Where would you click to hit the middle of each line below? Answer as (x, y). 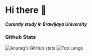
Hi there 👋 (26, 10)
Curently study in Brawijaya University (46, 24)
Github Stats (21, 37)
